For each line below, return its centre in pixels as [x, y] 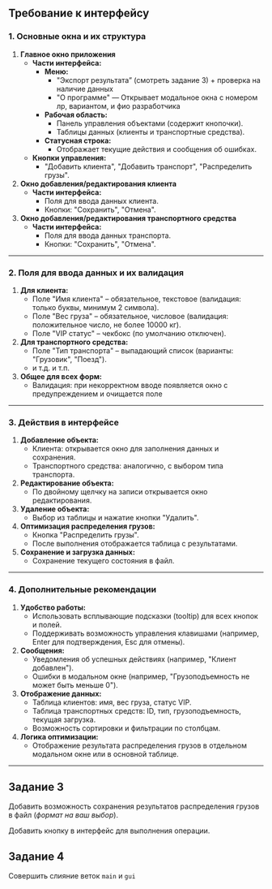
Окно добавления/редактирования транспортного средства [128, 218]
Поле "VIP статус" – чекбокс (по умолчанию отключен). [129, 333]
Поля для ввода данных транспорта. [108, 235]
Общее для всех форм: [61, 376]
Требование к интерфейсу [79, 13]
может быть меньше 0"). [75, 684]
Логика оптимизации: [59, 736]
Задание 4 [36, 856]
